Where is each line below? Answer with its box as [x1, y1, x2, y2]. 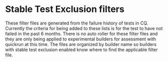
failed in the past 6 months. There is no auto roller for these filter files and [5, 30, 158, 36]
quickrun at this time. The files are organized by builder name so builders [5, 41, 157, 47]
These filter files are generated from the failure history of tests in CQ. [5, 20, 148, 26]
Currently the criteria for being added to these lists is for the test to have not [5, 25, 163, 31]
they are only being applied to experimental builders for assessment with [5, 36, 156, 42]
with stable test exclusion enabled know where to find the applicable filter [5, 46, 158, 52]
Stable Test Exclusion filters [5, 3, 125, 15]
